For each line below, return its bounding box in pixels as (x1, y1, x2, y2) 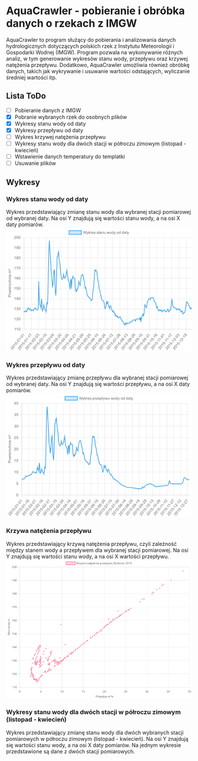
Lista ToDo (6, 91, 46, 101)
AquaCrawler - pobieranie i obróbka (6, 4, 185, 18)
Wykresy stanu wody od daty (14, 120, 87, 127)
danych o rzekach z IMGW (6, 17, 137, 30)
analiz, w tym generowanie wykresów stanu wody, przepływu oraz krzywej (6, 55, 188, 62)
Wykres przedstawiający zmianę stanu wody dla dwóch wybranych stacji (6, 729, 184, 736)
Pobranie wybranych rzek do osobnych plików (14, 113, 127, 121)
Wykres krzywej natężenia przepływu (14, 134, 106, 140)
